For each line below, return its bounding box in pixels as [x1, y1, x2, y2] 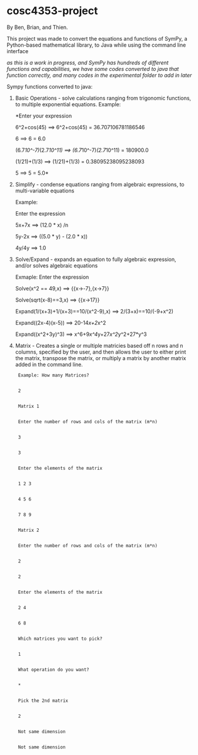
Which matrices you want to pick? [18, 636, 103, 642]
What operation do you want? [18, 666, 90, 672]
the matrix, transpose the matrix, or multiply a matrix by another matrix [15, 354, 187, 361]
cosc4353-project [6, 4, 98, 18]
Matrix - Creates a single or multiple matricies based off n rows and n [15, 342, 183, 349]
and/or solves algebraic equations [15, 262, 98, 269]
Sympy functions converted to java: [6, 83, 93, 90]
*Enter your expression [15, 112, 72, 119]
